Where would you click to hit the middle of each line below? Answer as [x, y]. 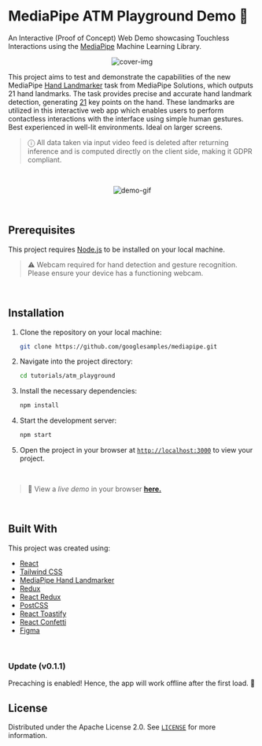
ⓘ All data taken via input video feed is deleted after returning [128, 142]
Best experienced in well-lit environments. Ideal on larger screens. [115, 127]
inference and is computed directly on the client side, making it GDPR [140, 151]
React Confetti [43, 621]
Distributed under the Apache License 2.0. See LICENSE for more [112, 727]
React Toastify [43, 614]
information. [28, 735]
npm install [39, 405]
